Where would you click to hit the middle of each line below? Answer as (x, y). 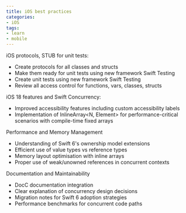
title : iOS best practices (39, 11)
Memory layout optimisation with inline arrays (69, 156)
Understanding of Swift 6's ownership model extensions (82, 143)
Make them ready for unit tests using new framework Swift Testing (95, 73)
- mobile (17, 39)
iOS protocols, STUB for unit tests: (47, 55)
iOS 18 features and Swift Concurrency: (54, 97)
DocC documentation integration (54, 185)
